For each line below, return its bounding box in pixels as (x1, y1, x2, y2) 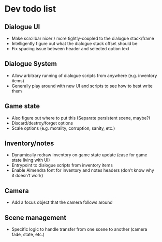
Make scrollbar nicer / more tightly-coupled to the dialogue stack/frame (11, 35, 154, 41)
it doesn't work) (11, 173, 44, 179)
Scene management (4, 213, 67, 222)
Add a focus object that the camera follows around (11, 199, 113, 205)
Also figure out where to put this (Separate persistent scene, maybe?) (11, 115, 150, 121)
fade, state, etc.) (11, 231, 44, 238)
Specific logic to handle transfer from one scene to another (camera (11, 227, 147, 232)
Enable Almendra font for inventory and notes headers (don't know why (11, 167, 154, 173)
